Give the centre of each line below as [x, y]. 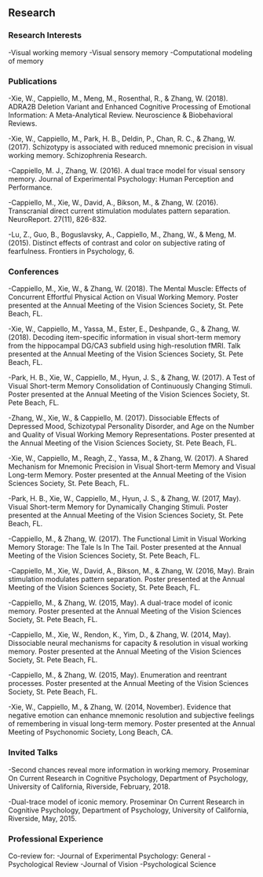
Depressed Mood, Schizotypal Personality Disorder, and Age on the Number [131, 426]
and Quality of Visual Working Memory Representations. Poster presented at [131, 435]
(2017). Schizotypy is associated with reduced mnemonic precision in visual [131, 147]
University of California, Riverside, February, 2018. [89, 787]
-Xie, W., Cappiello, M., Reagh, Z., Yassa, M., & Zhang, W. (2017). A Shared [128, 459]
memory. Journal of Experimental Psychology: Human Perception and [121, 179]
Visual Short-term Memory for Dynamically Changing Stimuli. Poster [118, 507]
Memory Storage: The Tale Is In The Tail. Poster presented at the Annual [125, 547]
